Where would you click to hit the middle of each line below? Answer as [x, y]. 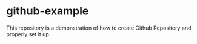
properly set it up [28, 34]
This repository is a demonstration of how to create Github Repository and [99, 28]
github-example [48, 11]
